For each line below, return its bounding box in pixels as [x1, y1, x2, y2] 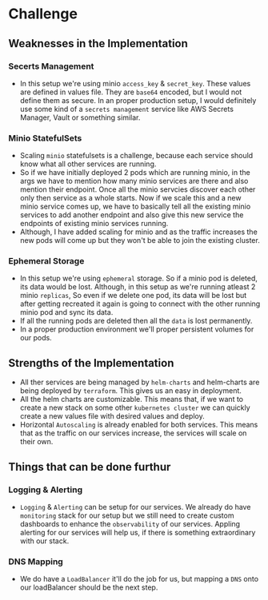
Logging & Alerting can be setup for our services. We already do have [19, 502, 251, 511]
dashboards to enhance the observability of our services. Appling [19, 519, 241, 528]
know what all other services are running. [19, 159, 157, 169]
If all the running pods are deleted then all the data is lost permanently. [19, 316, 253, 326]
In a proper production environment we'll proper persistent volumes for [19, 324, 254, 334]
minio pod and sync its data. [19, 308, 114, 317]
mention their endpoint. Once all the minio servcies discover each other [19, 185, 256, 194]
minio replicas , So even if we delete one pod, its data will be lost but [19, 291, 247, 300]
